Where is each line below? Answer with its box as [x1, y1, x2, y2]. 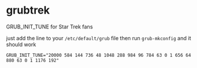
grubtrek [6, 4, 50, 17]
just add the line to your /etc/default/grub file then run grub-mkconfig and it [6, 34, 192, 41]
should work [6, 41, 37, 48]
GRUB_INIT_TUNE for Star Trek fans [6, 23, 93, 30]
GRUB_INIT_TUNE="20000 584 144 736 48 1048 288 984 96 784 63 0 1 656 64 [6, 52, 192, 58]
